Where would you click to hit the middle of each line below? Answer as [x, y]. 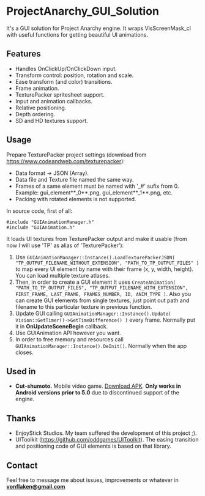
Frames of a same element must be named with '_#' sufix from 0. [97, 186]
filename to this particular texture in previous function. [84, 306]
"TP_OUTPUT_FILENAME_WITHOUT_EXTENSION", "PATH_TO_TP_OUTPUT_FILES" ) [107, 263]
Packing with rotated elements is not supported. [76, 199]
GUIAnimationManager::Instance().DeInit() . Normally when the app [101, 346]
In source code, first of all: [39, 211]
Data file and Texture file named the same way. [74, 179]
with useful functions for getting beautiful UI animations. [77, 34]
